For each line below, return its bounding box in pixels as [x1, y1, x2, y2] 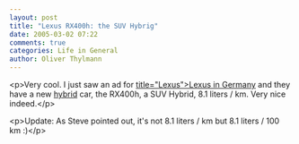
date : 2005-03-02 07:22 [9, 30, 99, 38]
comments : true [9, 38, 66, 47]
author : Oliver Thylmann [9, 55, 102, 64]
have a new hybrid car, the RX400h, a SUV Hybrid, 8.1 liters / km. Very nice [9, 89, 286, 99]
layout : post [9, 13, 58, 22]
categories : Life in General [9, 47, 119, 55]
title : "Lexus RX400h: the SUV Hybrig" [9, 21, 159, 30]
